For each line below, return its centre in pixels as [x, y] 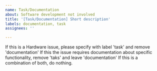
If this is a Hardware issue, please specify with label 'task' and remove [77, 47]
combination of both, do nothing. [39, 63]
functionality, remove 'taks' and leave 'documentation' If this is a [72, 57]
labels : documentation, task [35, 24]
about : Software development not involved [50, 14]
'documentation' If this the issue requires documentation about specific [79, 52]
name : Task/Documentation [32, 10]
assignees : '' [20, 28]
